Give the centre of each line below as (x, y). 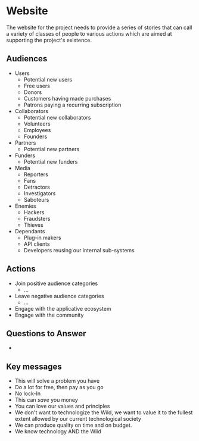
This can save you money (46, 400)
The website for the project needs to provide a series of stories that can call (99, 27)
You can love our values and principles (62, 406)
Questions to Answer (46, 334)
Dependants (30, 231)
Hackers (34, 212)
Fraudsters (37, 218)
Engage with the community (49, 315)
